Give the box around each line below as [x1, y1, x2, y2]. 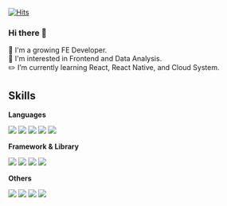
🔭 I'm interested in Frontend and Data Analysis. [8, 54, 162, 64]
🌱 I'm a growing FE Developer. [8, 45, 108, 55]
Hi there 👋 [8, 27, 48, 38]
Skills [8, 88, 36, 103]
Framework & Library [8, 142, 80, 151]
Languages [8, 110, 46, 119]
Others [8, 173, 32, 183]
